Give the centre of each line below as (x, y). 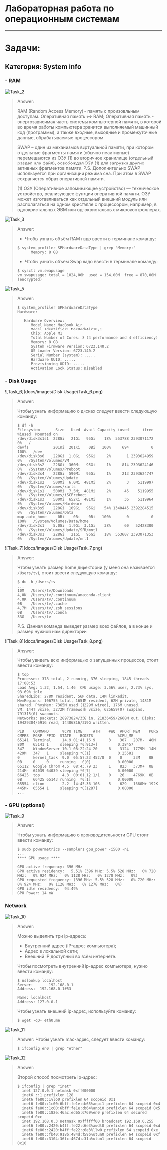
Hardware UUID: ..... (53, 359)
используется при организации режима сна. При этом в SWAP (84, 173)
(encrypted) (30, 279)
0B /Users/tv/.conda (42, 613)
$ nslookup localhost (40, 980)
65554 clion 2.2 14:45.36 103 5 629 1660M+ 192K (87, 784)
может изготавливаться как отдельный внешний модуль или (82, 199)
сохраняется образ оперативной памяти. (61, 179)
